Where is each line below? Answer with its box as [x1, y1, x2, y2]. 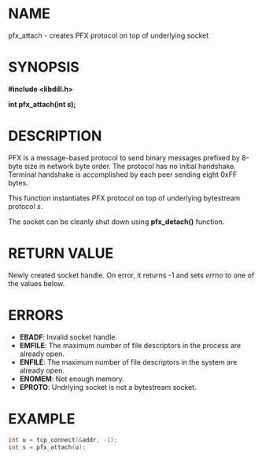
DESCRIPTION [8, 127, 102, 145]
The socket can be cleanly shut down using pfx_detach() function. [8, 217, 225, 226]
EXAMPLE [8, 409, 76, 428]
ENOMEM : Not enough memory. [19, 374, 124, 384]
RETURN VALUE [8, 244, 114, 262]
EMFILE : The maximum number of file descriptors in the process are [19, 340, 242, 350]
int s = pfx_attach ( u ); [8, 443, 87, 451]
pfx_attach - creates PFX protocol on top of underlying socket [8, 31, 209, 40]
